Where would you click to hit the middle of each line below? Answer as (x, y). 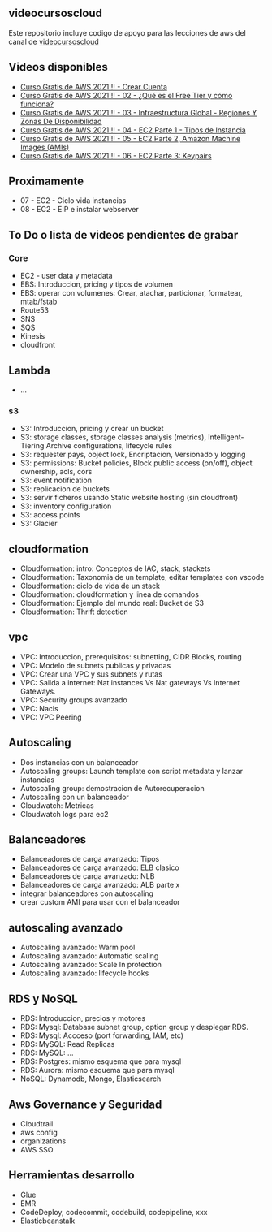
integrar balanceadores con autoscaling (87, 893)
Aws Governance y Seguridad (85, 1104)
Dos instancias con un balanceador (79, 762)
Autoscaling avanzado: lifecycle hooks (84, 973)
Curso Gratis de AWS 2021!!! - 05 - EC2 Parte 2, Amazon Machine (130, 138)
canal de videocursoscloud (54, 41)
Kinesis (32, 336)
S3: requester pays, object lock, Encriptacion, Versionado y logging (133, 455)
